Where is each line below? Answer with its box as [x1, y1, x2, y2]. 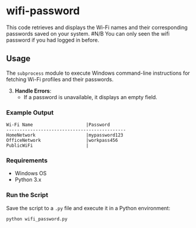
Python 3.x [14, 176, 42, 183]
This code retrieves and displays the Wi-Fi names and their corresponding [6, 24, 188, 31]
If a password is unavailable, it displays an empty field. [23, 93, 157, 100]
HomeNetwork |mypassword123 [6, 132, 124, 138]
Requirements [6, 156, 48, 164]
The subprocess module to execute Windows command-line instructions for [6, 69, 190, 77]
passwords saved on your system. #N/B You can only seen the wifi [6, 30, 170, 37]
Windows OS [14, 170, 47, 177]
